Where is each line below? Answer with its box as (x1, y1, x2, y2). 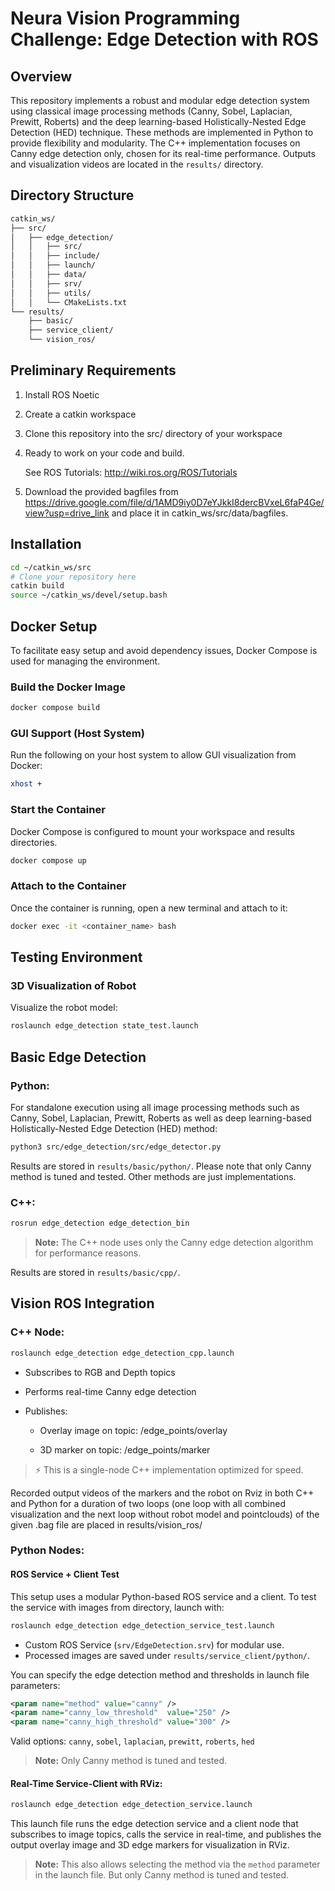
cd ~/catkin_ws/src (10, 562, 92, 572)
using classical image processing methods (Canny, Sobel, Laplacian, (10, 105, 293, 117)
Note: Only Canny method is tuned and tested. (34, 1755, 228, 1767)
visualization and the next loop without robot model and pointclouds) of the (10, 1508, 320, 1520)
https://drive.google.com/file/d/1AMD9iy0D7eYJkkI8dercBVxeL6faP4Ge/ (24, 496, 325, 508)
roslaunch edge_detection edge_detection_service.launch (10, 1800, 253, 1810)
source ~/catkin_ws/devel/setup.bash (10, 590, 168, 601)
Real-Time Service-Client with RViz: (10, 1777, 163, 1789)
